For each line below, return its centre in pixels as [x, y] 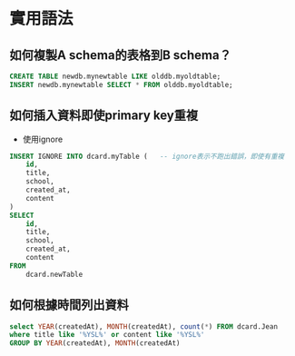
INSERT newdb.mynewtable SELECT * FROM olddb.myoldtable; [121, 84]
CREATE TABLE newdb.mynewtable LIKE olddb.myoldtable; [115, 76]
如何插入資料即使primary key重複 [103, 116]
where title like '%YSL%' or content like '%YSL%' [107, 335]
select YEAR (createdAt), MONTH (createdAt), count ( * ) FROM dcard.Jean [144, 326]
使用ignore [43, 139]
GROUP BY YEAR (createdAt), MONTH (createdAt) [95, 343]
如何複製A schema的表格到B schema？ [120, 55]
